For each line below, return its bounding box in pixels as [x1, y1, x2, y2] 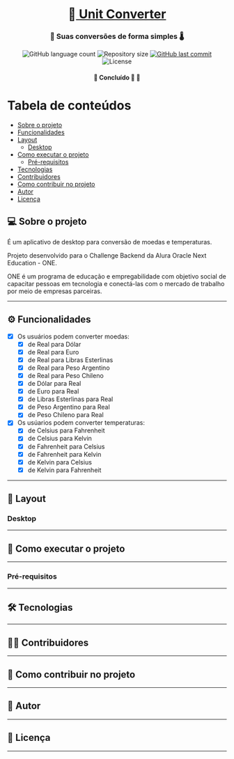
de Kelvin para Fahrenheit [27, 466, 102, 474]
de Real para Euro [27, 347, 79, 356]
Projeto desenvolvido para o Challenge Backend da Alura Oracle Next [7, 251, 207, 260]
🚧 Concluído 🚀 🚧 [93, 73, 141, 82]
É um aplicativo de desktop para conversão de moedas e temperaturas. [7, 237, 212, 246]
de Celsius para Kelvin [27, 435, 93, 443]
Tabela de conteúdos [7, 97, 132, 114]
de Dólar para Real [27, 379, 81, 388]
